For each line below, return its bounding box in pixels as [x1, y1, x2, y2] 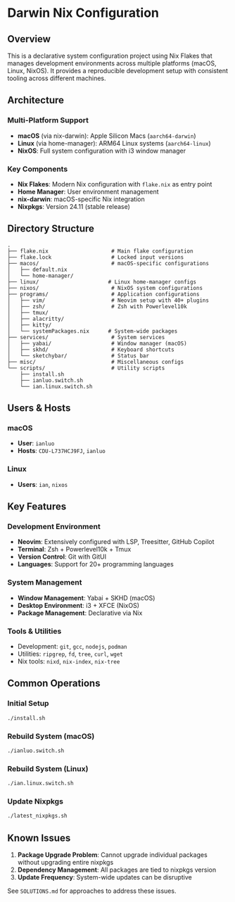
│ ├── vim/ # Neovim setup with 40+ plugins [7, 297, 210, 304]
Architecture [7, 94, 65, 106]
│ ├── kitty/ [7, 322, 52, 329]
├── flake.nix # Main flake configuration [7, 248, 193, 255]
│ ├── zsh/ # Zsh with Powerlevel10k [7, 303, 188, 310]
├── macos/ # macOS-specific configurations [7, 260, 210, 267]
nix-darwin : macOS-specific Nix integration [17, 195, 146, 203]
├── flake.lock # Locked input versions [7, 253, 184, 261]
